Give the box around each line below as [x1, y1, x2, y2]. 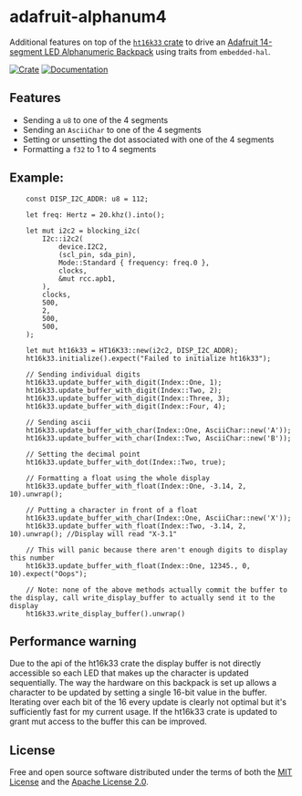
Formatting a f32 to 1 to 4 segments [22, 143, 157, 154]
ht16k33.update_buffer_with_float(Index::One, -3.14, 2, [26, 481, 247, 491]
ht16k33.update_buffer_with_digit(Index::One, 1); [26, 377, 223, 387]
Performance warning [9, 634, 137, 649]
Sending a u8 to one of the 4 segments [22, 114, 169, 125]
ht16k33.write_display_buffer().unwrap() [26, 609, 185, 618]
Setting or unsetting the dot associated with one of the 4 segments [22, 134, 275, 145]
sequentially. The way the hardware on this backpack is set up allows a [9, 677, 276, 688]
